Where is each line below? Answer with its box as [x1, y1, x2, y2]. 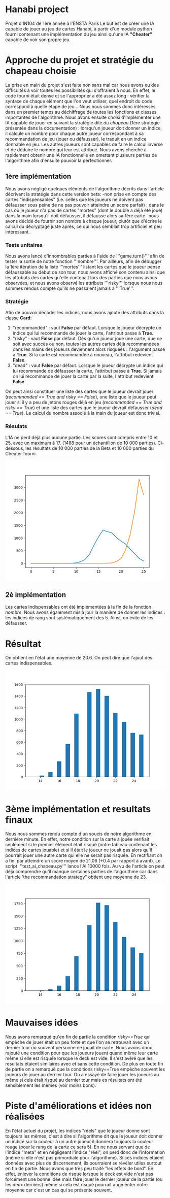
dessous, [5, 445, 24, 451]
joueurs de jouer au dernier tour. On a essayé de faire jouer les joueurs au [5, 1072, 159, 1078]
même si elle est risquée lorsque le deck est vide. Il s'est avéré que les [5, 1055, 153, 1061]
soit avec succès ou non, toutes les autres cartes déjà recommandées [12, 341, 159, 347]
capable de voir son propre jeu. [5, 37, 71, 43]
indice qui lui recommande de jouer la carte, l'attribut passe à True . [12, 330, 154, 336]
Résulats [5, 423, 27, 430]
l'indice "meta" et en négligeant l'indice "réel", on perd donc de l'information [5, 1149, 165, 1155]
